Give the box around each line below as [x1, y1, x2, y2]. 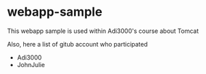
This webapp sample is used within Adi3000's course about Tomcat [7, 27, 199, 35]
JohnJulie [16, 60, 45, 69]
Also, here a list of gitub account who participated [7, 40, 149, 48]
